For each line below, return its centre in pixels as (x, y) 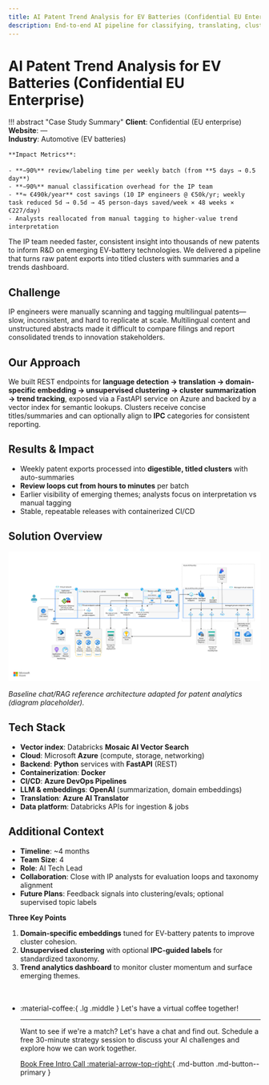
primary (33, 1072)
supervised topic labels (58, 902)
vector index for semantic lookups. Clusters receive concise (107, 408)
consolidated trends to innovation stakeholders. (87, 337)
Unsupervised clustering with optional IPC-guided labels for (121, 950)
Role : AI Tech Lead (51, 868)
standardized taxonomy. (60, 958)
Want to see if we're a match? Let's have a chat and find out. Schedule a (139, 1031)
